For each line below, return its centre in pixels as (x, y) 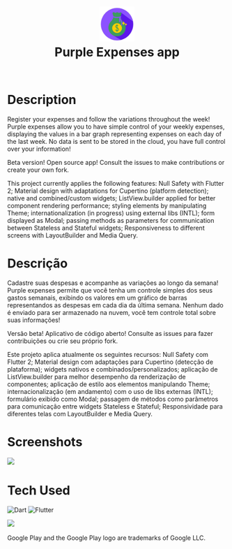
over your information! (39, 149)
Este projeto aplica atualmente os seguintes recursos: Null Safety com (108, 354)
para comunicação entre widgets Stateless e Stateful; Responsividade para (115, 406)
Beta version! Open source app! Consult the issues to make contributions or (116, 162)
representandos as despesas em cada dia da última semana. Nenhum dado (116, 305)
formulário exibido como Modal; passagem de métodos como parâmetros (113, 399)
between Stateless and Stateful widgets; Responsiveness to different (106, 228)
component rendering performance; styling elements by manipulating (107, 205)
